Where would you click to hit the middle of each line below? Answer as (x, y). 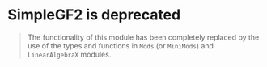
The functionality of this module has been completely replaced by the (143, 37)
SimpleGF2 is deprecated (94, 15)
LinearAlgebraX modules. (69, 54)
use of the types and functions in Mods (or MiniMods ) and (120, 45)
